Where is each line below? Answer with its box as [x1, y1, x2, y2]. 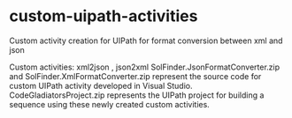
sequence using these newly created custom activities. [9, 99, 210, 109]
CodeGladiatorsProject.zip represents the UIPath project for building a [9, 90, 265, 100]
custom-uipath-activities [9, 6, 198, 26]
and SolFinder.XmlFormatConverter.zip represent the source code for [9, 70, 262, 81]
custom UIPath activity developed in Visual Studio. [9, 80, 193, 91]
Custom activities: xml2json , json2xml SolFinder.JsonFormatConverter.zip [9, 62, 280, 72]
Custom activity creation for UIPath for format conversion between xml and [9, 35, 283, 46]
